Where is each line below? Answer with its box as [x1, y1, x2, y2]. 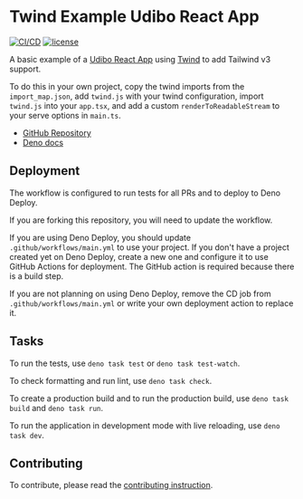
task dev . [9, 429, 45, 440]
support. [9, 63, 42, 74]
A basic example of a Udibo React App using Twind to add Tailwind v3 [9, 53, 271, 64]
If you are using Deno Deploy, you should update [9, 232, 192, 243]
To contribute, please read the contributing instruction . [9, 480, 213, 491]
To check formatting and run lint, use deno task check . [9, 375, 213, 386]
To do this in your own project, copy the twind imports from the [9, 81, 245, 91]
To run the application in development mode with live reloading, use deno [9, 419, 280, 431]
